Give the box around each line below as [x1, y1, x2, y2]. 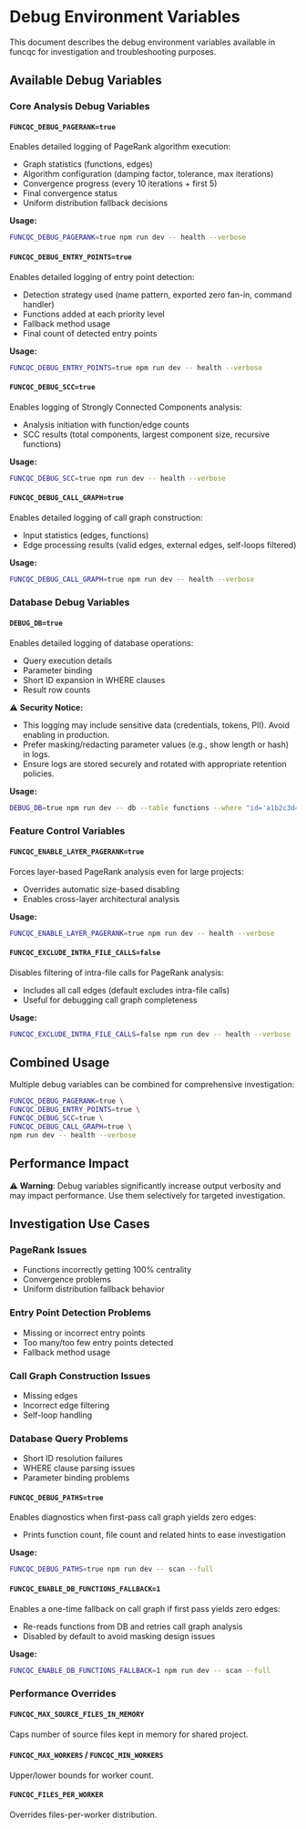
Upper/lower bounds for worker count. [9, 1770, 154, 1781]
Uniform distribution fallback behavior [22, 1283, 166, 1294]
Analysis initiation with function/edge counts [22, 419, 189, 430]
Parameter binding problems [22, 1472, 130, 1483]
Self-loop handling [22, 1409, 93, 1420]
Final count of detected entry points [22, 327, 158, 338]
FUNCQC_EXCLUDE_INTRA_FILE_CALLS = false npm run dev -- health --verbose [9, 1029, 291, 1039]
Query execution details [22, 655, 112, 666]
